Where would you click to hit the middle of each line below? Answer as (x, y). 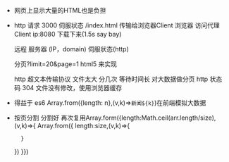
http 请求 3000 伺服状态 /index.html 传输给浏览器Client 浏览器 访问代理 (117, 25)
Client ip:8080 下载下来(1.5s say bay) (68, 34)
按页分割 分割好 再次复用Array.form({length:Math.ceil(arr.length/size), (115, 118)
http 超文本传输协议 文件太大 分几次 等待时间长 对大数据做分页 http (111, 79)
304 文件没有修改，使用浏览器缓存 (72, 88)
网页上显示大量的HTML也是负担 (60, 10)
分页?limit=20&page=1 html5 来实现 (66, 64)
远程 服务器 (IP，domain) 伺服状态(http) (71, 49)
